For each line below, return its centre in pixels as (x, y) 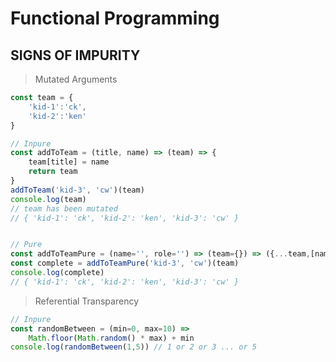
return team (53, 172)
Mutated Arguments (76, 79)
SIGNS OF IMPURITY (75, 55)
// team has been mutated (64, 208)
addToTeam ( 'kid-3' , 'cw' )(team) (77, 190)
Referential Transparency (87, 301)
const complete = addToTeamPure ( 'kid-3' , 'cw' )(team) (125, 263)
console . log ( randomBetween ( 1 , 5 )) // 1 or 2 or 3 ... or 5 (133, 347)
